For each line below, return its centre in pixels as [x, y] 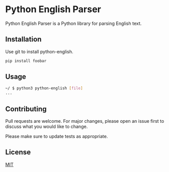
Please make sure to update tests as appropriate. [57, 136]
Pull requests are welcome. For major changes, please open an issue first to [85, 121]
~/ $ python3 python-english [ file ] [44, 88]
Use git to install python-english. [39, 51]
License [18, 152]
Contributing [26, 109]
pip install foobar [26, 61]
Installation [23, 39]
